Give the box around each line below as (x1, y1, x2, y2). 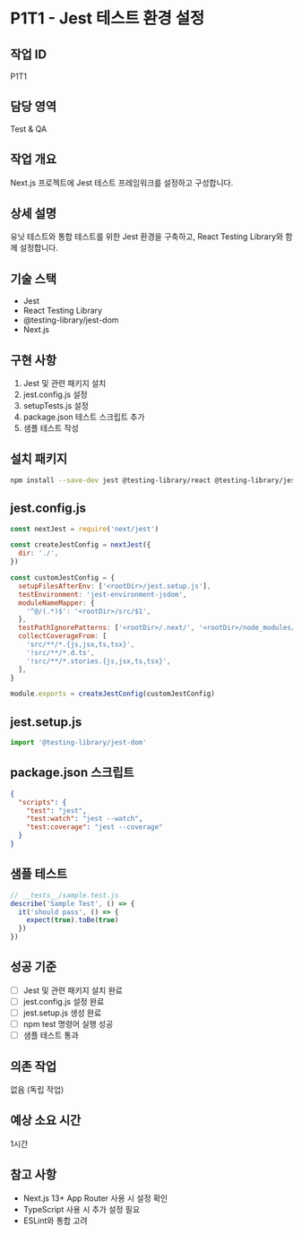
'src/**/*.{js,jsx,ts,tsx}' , (26, 640, 135, 650)
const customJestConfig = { (10, 574, 116, 582)
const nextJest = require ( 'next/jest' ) (10, 524, 160, 533)
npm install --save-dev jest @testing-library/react (10, 476, 211, 485)
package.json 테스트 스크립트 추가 (22, 411, 145, 422)
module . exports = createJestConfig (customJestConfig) (10, 689, 216, 699)
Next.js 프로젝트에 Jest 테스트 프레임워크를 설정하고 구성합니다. (10, 177, 234, 188)
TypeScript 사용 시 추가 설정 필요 (22, 1204, 141, 1214)
